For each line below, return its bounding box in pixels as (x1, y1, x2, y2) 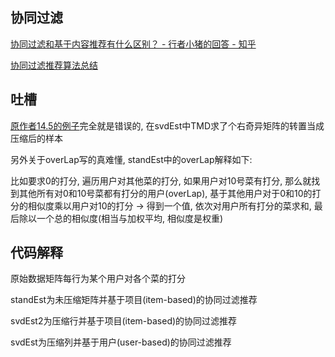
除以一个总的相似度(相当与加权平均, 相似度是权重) (18, 212, 224, 224)
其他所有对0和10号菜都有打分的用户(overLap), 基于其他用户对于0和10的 (18, 187, 313, 199)
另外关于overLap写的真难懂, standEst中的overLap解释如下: (10, 153, 253, 165)
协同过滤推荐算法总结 (10, 59, 98, 71)
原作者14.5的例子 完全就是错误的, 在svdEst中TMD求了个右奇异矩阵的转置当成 (10, 119, 325, 132)
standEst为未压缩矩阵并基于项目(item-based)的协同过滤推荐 (10, 294, 258, 306)
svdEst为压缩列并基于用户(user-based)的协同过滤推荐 (10, 336, 232, 348)
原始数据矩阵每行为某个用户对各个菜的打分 (10, 273, 186, 285)
